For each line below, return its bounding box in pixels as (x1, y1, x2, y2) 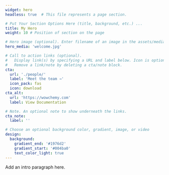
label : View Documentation (10, 100, 66, 105)
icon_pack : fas (10, 81, 42, 86)
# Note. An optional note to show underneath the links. (5, 109, 127, 114)
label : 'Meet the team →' (10, 76, 64, 82)
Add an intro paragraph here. (5, 164, 65, 170)
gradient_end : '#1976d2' (14, 141, 66, 146)
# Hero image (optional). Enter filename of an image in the (5, 40, 136, 45)
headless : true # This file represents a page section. (5, 12, 127, 17)
